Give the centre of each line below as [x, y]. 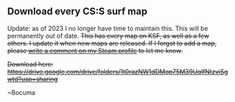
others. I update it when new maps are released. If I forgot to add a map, [112, 43]
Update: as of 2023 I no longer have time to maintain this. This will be [108, 28]
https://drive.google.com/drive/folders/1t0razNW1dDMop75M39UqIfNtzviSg [118, 71]
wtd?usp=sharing [33, 79]
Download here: [30, 64]
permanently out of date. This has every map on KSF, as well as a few [108, 36]
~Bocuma [21, 92]
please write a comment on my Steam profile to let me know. [95, 50]
